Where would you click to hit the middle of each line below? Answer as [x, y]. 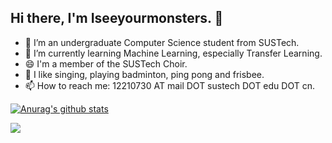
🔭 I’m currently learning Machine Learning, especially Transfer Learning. [173, 53]
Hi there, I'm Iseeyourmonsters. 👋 [117, 18]
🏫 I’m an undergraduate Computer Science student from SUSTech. [162, 42]
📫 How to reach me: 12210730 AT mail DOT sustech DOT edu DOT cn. [169, 85]
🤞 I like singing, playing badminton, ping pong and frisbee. [144, 74]
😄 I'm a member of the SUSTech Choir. [106, 63]
